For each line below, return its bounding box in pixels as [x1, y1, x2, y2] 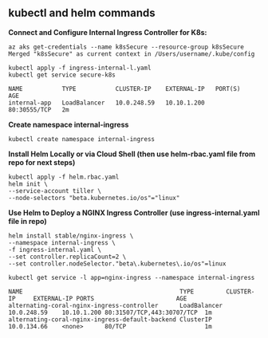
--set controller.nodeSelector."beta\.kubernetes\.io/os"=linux [8, 259, 227, 268]
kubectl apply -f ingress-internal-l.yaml [8, 64, 152, 72]
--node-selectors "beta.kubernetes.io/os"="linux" [8, 194, 180, 202]
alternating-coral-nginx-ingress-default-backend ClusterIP [8, 315, 213, 324]
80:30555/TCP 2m [8, 105, 69, 114]
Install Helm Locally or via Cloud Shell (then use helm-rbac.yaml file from [8, 149, 256, 159]
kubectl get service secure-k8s [8, 71, 116, 79]
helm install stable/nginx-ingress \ [8, 231, 134, 240]
